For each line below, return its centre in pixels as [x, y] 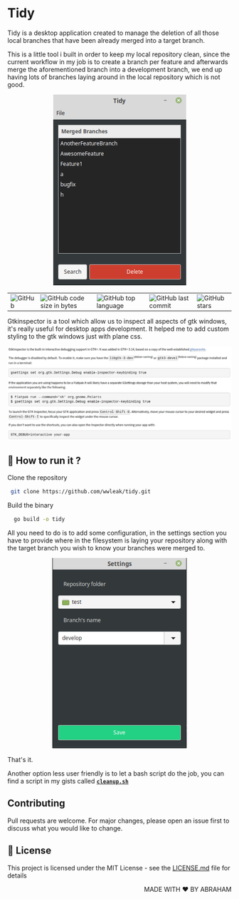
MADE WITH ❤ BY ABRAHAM [188, 889]
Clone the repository [37, 478]
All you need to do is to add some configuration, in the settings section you [117, 533]
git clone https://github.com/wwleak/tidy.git [81, 492]
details [17, 875]
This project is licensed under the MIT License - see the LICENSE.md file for [119, 868]
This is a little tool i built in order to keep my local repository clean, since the [119, 54]
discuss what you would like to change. [65, 828]
